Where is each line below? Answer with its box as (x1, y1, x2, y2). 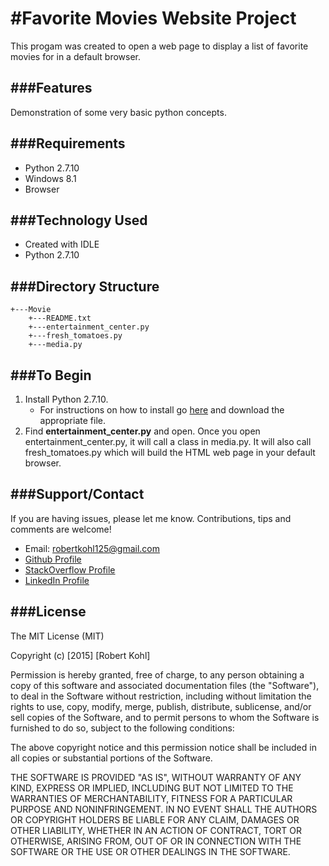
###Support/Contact (10, 486, 145, 503)
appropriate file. (39, 415, 106, 426)
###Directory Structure (10, 278, 160, 295)
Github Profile (24, 553, 82, 565)
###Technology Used (10, 212, 148, 229)
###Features (10, 80, 93, 97)
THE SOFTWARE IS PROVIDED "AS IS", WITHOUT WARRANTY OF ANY (10, 771, 302, 783)
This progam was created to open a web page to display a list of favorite (10, 40, 309, 52)
